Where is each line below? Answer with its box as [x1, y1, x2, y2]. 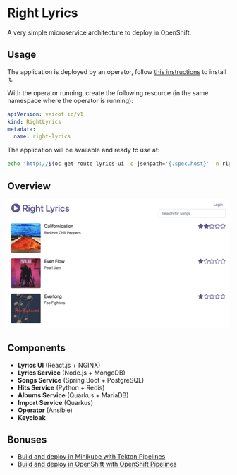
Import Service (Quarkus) [17, 398, 94, 407]
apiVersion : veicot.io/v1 [7, 111, 83, 118]
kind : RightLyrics [7, 118, 61, 125]
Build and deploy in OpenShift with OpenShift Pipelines [17, 460, 177, 469]
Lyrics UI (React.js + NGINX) [17, 361, 101, 369]
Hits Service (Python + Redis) [17, 383, 105, 392]
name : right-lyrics [13, 133, 71, 140]
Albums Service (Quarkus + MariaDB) [17, 390, 129, 399]
